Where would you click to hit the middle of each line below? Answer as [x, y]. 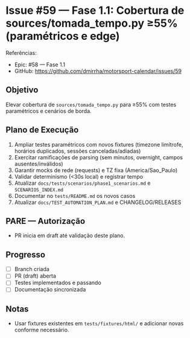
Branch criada [32, 269]
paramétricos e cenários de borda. [49, 111]
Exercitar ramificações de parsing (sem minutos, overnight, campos [99, 157]
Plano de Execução [42, 130]
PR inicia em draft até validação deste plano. [70, 235]
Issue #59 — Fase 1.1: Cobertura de [95, 11]
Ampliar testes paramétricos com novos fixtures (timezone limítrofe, [99, 144]
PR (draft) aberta [35, 276]
